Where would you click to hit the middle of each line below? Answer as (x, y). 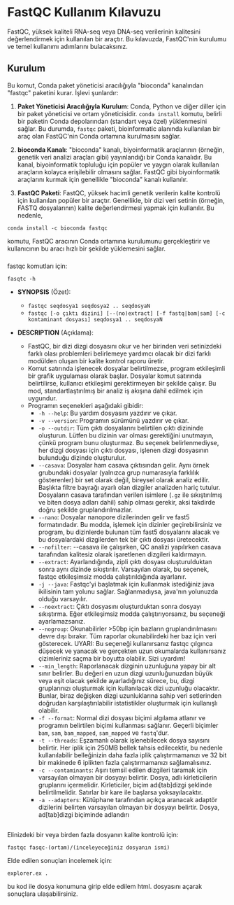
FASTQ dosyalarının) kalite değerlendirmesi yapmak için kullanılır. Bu (116, 208)
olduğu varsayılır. (63, 598)
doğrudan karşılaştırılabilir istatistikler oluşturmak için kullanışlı (128, 703)
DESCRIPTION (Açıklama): (56, 332)
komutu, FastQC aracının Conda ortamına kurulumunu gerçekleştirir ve (109, 241)
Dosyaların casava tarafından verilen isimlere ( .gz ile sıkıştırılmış (130, 495)
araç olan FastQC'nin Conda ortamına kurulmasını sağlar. (99, 136)
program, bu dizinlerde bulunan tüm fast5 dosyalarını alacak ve (129, 532)
